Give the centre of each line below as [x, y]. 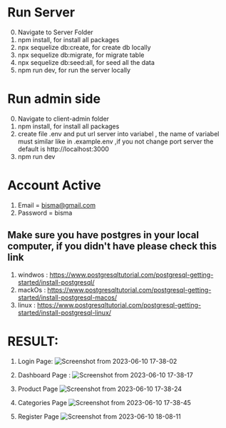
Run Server [41, 12]
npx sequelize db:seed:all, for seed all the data [86, 62]
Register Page [38, 416]
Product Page [38, 389]
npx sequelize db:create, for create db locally [84, 47]
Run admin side [54, 99]
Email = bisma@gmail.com [57, 205]
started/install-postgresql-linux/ [65, 312]
